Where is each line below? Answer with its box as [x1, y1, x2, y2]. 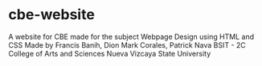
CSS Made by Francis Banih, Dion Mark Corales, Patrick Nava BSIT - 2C [8, 40, 247, 49]
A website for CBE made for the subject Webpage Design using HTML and [8, 32, 255, 41]
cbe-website [8, 6, 95, 24]
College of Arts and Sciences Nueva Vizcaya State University [8, 49, 211, 58]
